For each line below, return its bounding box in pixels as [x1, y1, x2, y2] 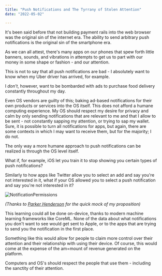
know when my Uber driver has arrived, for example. [5, 74, 110, 79]
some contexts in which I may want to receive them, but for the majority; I [5, 128, 151, 134]
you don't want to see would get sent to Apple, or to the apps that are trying [5, 221, 156, 227]
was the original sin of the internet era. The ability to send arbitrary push [5, 34, 149, 40]
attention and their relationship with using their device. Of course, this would [5, 240, 157, 246]
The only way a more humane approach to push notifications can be [5, 143, 141, 149]
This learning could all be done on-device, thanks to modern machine [5, 210, 144, 216]
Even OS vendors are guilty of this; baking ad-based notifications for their [5, 97, 152, 103]
